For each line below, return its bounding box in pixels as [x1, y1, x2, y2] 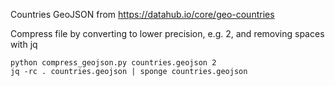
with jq [10, 39, 38, 50]
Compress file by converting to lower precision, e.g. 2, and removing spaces [10, 28, 325, 39]
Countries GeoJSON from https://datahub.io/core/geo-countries [10, 9, 275, 20]
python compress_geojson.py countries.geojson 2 [10, 58, 217, 68]
